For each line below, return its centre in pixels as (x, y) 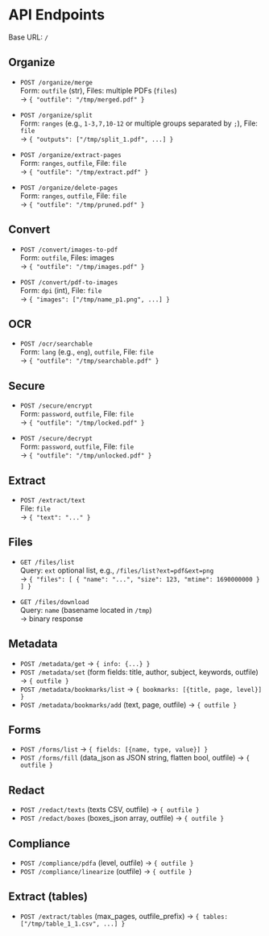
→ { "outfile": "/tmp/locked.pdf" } (82, 422)
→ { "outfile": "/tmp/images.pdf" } (82, 266)
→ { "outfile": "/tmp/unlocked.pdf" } (86, 455)
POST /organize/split (56, 115)
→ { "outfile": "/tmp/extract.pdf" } (84, 172)
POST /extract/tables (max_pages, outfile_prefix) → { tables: (124, 916)
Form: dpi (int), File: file (61, 290)
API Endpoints (57, 15)
